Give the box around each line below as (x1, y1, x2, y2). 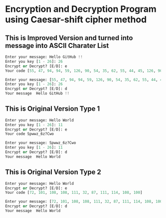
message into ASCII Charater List (5, 41, 109, 50)
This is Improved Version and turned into (5, 34, 133, 42)
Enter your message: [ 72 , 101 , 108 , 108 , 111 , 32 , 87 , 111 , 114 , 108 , (5, 199, 154, 204)
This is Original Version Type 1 (5, 105, 100, 113)
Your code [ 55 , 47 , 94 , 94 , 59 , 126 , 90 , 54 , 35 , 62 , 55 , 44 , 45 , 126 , (5, 68, 156, 73)
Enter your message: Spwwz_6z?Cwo (5, 140, 77, 145)
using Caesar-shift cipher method (5, 14, 147, 25)
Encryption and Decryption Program (5, 3, 157, 15)
